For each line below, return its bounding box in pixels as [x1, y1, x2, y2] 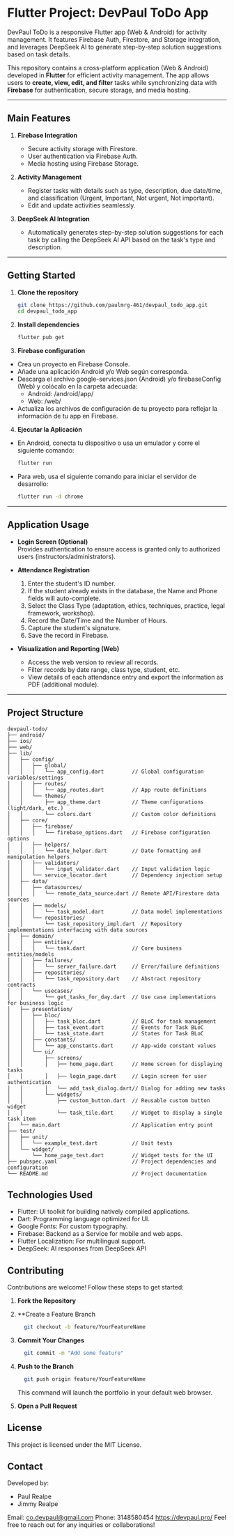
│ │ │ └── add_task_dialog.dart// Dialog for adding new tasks [7, 1085, 226, 1092]
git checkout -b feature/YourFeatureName [24, 1324, 146, 1331]
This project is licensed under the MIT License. [7, 1440, 142, 1449]
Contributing [7, 1264, 64, 1276]
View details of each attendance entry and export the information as [27, 673, 224, 681]
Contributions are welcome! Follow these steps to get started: [7, 1283, 185, 1292]
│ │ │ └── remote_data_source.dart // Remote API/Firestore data [7, 890, 219, 897]
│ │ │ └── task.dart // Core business [7, 945, 182, 952]
